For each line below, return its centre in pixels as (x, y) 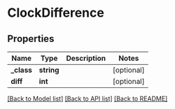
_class (22, 70)
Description (86, 58)
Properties (31, 39)
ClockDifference (56, 13)
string (49, 70)
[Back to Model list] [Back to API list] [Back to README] (87, 99)
